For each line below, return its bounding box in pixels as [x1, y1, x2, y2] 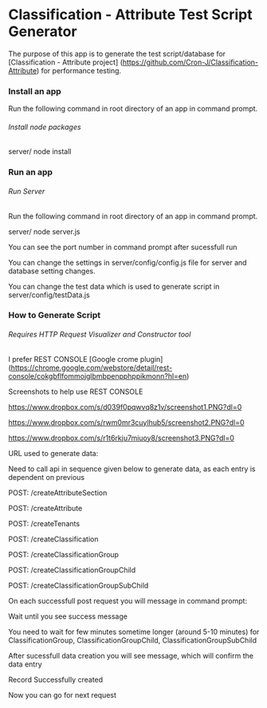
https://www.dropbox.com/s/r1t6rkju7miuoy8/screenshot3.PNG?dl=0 [8, 433, 235, 442]
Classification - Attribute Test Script [8, 6, 253, 24]
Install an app [8, 85, 61, 96]
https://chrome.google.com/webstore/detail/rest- [10, 363, 173, 372]
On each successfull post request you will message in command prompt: [8, 596, 248, 605]
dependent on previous [8, 472, 85, 482]
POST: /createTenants [8, 518, 80, 528]
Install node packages [8, 122, 81, 132]
